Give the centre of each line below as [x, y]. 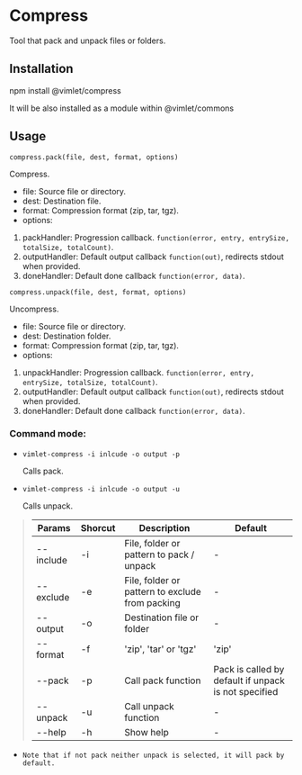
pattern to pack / [160, 554]
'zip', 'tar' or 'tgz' [160, 649]
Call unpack [150, 706]
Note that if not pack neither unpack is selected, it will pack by [153, 755]
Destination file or [162, 617]
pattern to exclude [163, 591]
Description [164, 527]
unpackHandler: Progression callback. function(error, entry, [138, 372]
